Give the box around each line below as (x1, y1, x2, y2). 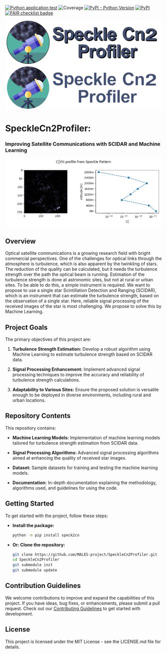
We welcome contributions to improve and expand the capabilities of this (5, 595, 155, 601)
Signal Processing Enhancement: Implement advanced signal (12, 366, 140, 372)
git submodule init (12, 563, 53, 568)
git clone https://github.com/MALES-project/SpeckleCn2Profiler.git (12, 552, 158, 557)
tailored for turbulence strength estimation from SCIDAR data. (12, 440, 139, 446)
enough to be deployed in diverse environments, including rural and (12, 392, 151, 398)
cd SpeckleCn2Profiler (12, 557, 60, 562)
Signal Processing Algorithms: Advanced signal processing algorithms (12, 450, 159, 456)
